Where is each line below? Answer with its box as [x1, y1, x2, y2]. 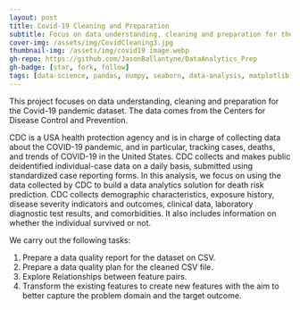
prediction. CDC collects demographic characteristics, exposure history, [9, 189, 275, 199]
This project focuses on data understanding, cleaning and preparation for [9, 96, 279, 106]
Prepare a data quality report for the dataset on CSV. [21, 252, 216, 263]
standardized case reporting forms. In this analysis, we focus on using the [9, 170, 281, 180]
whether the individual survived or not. [9, 217, 152, 228]
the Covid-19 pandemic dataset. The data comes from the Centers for [9, 105, 266, 116]
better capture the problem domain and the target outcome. [21, 289, 242, 300]
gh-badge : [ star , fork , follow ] [9, 63, 129, 72]
